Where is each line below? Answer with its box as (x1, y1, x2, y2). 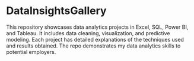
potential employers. (6, 48, 56, 55)
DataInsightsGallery (6, 4, 107, 18)
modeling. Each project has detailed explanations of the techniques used (6, 36, 184, 43)
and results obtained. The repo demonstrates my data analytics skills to (6, 42, 181, 49)
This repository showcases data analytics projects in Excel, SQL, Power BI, (6, 23, 189, 30)
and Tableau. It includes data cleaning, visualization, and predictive (6, 29, 170, 36)
